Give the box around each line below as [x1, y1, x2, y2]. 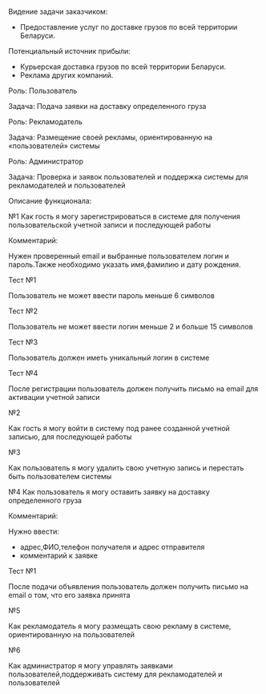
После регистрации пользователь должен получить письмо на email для [8, 384, 259, 393]
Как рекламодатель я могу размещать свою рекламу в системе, [8, 621, 232, 631]
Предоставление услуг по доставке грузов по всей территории [19, 22, 238, 31]
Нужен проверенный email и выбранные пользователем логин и [8, 252, 230, 260]
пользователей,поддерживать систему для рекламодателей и [8, 669, 223, 679]
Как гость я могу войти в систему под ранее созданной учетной [8, 424, 230, 433]
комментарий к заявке [19, 551, 99, 560]
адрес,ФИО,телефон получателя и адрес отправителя [19, 543, 205, 551]
